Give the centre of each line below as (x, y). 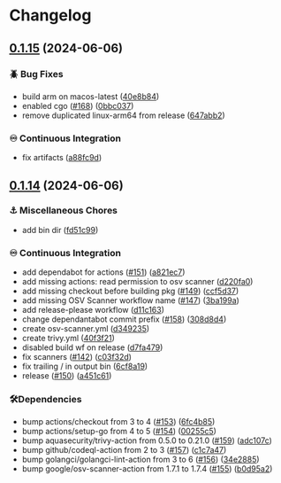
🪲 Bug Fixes (36, 74)
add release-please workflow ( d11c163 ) (93, 310)
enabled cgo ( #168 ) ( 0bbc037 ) (78, 105)
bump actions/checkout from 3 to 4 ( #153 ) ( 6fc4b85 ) (118, 422)
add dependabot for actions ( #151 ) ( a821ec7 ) (103, 272)
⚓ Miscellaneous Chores (63, 211)
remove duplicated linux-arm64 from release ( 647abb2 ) (123, 115)
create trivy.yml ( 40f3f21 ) (68, 339)
